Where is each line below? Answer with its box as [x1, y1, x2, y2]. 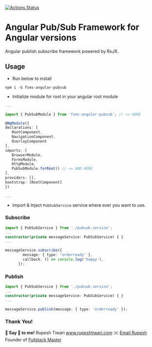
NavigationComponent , [11, 135, 56, 139]
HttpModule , [11, 162, 36, 166]
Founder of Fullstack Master [5, 337, 62, 343]
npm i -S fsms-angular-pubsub [5, 85, 67, 90]
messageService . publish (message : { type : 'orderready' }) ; [5, 306, 128, 312]
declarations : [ [5, 125, 38, 130]
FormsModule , [11, 157, 38, 162]
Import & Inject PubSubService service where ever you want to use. [12, 202, 146, 208]
